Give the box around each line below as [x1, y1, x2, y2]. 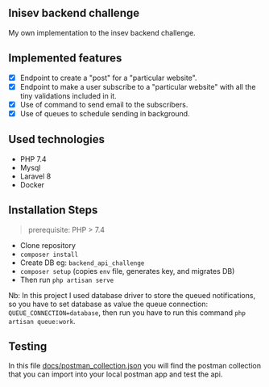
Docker [19, 179, 45, 189]
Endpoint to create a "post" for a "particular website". [19, 73, 197, 82]
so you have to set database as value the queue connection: [8, 299, 209, 309]
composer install [19, 250, 79, 259]
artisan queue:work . [8, 316, 76, 326]
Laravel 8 [19, 171, 52, 181]
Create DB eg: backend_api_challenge [19, 258, 145, 267]
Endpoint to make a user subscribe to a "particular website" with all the [19, 82, 256, 91]
